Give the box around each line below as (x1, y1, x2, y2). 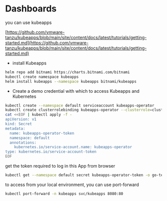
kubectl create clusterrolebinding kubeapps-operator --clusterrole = (5, 108, 153, 113)
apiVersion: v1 (5, 117, 37, 122)
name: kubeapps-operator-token (9, 131, 75, 136)
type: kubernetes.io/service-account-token (5, 149, 97, 155)
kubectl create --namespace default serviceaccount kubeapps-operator (5, 103, 155, 108)
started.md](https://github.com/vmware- (5, 39, 88, 45)
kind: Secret (5, 122, 32, 127)
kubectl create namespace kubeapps (5, 74, 79, 79)
